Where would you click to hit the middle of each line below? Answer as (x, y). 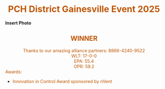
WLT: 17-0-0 (84, 56)
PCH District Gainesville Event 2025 (84, 9)
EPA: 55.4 (84, 61)
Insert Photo (18, 23)
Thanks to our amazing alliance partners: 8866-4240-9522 (84, 50)
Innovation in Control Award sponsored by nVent (62, 81)
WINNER (84, 39)
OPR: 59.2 (84, 66)
